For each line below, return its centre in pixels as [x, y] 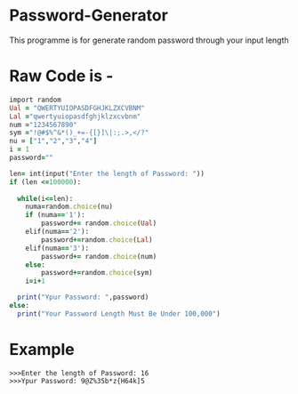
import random [36, 100]
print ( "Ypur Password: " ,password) [83, 298]
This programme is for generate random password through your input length [149, 40]
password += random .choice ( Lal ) [97, 240]
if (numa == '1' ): [56, 215]
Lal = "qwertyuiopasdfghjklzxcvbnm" [75, 117]
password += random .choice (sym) [97, 273]
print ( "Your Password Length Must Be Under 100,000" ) [119, 314]
